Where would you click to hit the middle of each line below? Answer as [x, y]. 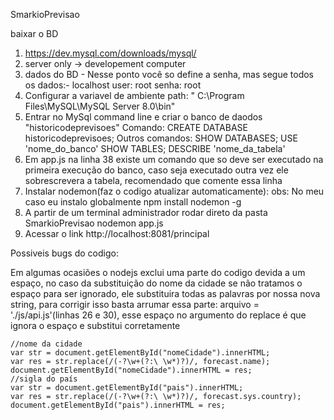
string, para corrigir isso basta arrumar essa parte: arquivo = [135, 304]
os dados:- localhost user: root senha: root [113, 85]
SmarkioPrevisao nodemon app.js [94, 223]
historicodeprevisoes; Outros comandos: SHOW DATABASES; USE [161, 138]
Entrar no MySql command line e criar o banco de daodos [143, 117]
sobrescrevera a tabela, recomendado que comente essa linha [153, 180]
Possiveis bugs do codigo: [64, 253]
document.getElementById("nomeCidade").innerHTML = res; [131, 370]
